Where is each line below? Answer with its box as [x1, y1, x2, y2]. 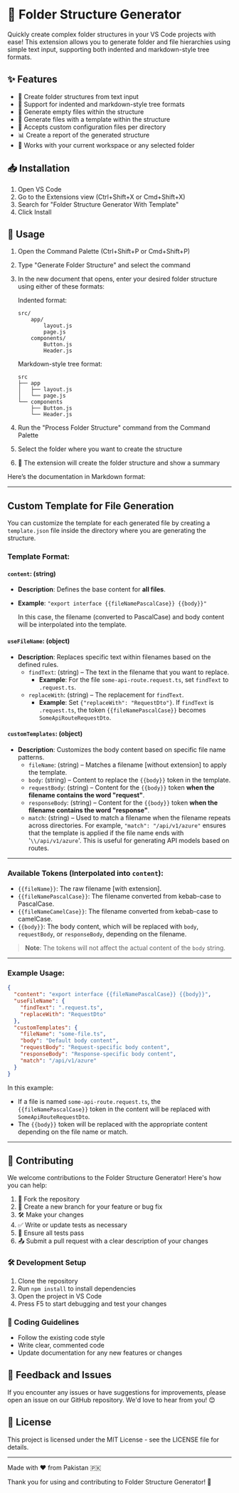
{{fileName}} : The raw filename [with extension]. [17, 884, 162, 893]
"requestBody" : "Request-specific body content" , [20, 1044, 171, 1051]
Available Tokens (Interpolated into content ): [7, 868, 164, 878]
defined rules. [17, 660, 59, 668]
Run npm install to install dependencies [17, 1284, 137, 1293]
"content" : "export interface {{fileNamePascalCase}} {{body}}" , [14, 991, 212, 998]
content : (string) [7, 569, 56, 578]
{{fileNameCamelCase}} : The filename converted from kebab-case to [17, 907, 218, 916]
